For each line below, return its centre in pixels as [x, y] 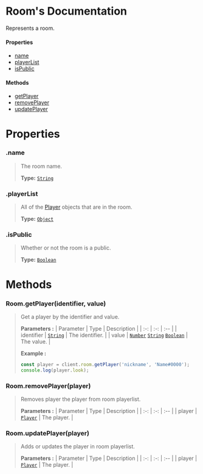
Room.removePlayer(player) [48, 386]
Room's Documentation [66, 11]
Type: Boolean [38, 260]
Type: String [37, 178]
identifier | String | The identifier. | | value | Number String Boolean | [104, 335]
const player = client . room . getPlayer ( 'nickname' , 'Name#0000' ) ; [105, 364]
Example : [33, 353]
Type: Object [37, 219]
